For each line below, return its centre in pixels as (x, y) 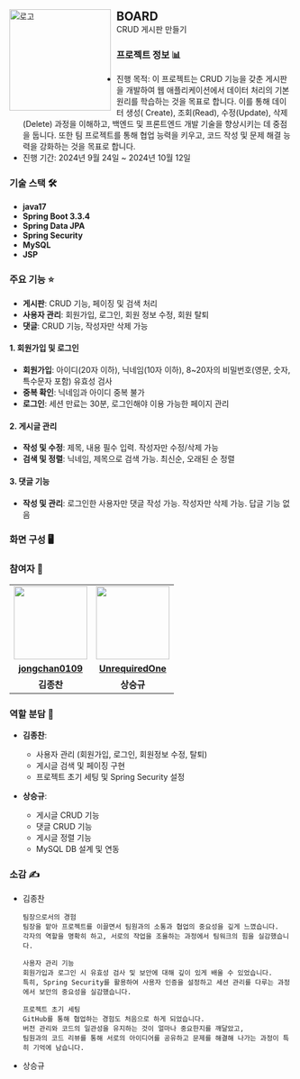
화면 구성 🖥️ (32, 539)
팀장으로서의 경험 (49, 918)
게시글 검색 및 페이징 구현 (81, 766)
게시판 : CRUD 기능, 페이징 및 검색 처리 (90, 303)
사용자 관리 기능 (48, 964)
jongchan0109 (50, 668)
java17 (34, 206)
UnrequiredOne (132, 668)
